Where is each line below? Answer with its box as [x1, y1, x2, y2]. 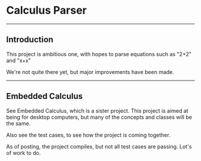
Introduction [6, 35, 54, 45]
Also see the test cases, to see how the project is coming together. [6, 131, 170, 138]
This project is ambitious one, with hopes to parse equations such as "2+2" [6, 50, 191, 57]
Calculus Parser [6, 4, 87, 17]
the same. [6, 120, 31, 127]
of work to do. [6, 149, 41, 156]
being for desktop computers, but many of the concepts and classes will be [6, 113, 193, 120]
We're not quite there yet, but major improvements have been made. [6, 68, 175, 75]
